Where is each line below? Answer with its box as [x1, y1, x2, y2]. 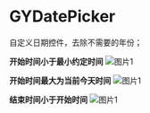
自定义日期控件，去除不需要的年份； [9, 37, 143, 48]
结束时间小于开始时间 [9, 94, 87, 105]
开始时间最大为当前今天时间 [9, 74, 112, 86]
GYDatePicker [9, 6, 116, 27]
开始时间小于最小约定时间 [9, 56, 104, 66]
